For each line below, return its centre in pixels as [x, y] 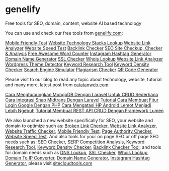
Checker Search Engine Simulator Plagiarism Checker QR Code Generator [82, 70]
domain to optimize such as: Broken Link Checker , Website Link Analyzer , [81, 126]
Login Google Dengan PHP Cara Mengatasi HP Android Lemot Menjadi [78, 105]
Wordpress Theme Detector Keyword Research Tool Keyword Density [77, 64]
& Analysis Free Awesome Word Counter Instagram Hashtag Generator [78, 53]
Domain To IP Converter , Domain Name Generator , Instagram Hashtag [77, 158]
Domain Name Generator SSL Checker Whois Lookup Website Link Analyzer [84, 59]
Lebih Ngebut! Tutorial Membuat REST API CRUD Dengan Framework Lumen [84, 110]
